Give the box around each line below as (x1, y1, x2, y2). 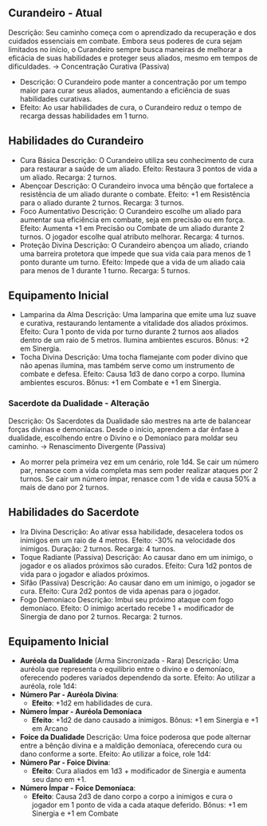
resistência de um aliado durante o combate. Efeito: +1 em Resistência (19, 189, 250, 199)
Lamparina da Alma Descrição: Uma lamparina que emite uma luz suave (19, 310, 257, 320)
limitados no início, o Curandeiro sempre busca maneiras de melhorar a (8, 44, 243, 54)
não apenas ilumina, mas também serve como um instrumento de (19, 361, 235, 371)
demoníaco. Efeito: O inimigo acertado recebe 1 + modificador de (19, 603, 234, 613)
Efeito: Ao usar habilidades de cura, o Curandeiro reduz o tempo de (19, 102, 241, 112)
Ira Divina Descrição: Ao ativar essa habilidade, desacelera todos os (19, 526, 244, 536)
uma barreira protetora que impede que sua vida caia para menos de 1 (19, 248, 251, 258)
